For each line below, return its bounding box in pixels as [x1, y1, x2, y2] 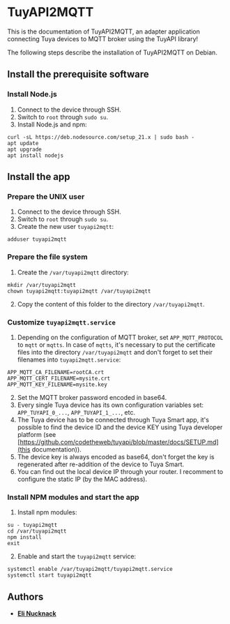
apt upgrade [7, 146, 42, 153]
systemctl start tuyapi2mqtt [7, 572, 92, 579]
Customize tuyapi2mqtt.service [7, 317, 116, 327]
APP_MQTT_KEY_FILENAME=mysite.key [7, 381, 108, 388]
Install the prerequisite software [7, 68, 149, 80]
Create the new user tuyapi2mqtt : [17, 223, 114, 231]
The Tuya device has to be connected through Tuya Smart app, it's [17, 415, 209, 424]
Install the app [7, 171, 71, 183]
